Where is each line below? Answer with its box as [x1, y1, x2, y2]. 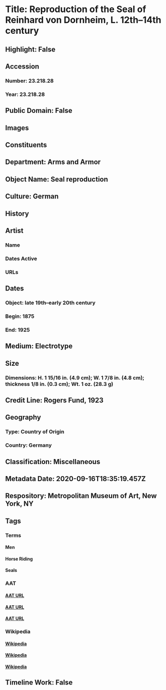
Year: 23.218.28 [5, 91, 45, 98]
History [5, 209, 29, 218]
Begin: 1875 [5, 313, 35, 320]
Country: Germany [5, 442, 52, 449]
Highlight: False [5, 45, 56, 53]
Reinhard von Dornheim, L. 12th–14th [5, 14, 161, 26]
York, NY [5, 499, 34, 508]
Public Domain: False [5, 106, 72, 115]
